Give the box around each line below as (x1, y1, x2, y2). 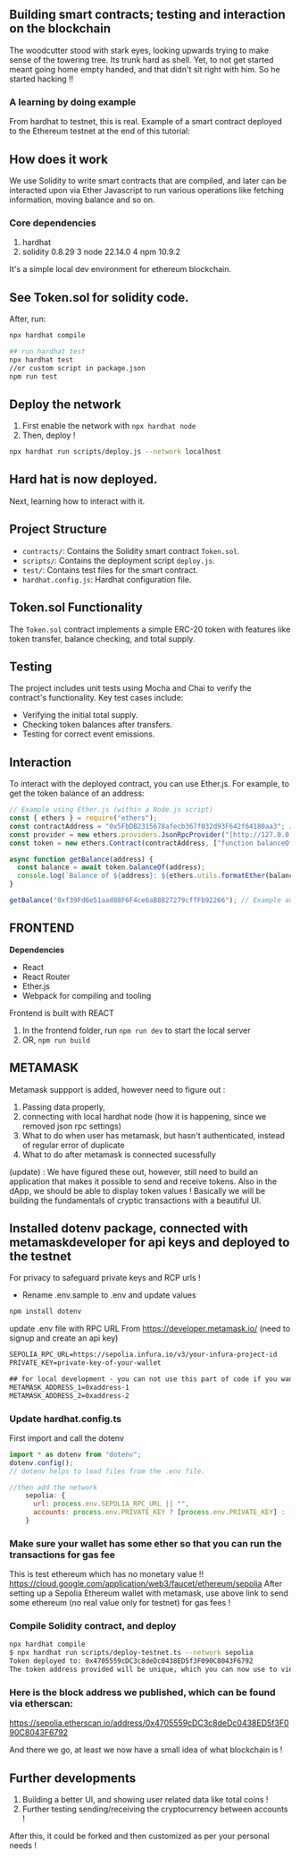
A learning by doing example (9, 96, 137, 108)
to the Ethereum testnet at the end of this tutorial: (9, 125, 190, 137)
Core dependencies (9, 217, 96, 229)
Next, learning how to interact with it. (9, 496, 146, 507)
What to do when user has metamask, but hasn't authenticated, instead (21, 1129, 286, 1140)
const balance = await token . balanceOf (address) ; (17, 863, 205, 872)
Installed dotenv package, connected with (9, 1221, 248, 1236)
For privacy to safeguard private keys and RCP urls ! (9, 1273, 201, 1283)
